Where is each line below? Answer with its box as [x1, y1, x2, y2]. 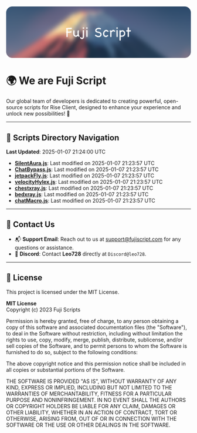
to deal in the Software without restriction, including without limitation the [6, 330, 183, 337]
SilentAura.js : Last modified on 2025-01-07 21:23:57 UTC [14, 160, 155, 167]
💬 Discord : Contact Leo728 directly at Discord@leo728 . [14, 250, 147, 257]
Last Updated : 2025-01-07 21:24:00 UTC [6, 148, 106, 156]
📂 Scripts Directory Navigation [6, 133, 120, 143]
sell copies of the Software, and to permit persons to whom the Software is [6, 342, 188, 350]
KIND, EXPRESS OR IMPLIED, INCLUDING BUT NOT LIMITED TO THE [6, 384, 172, 391]
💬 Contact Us [6, 220, 55, 230]
